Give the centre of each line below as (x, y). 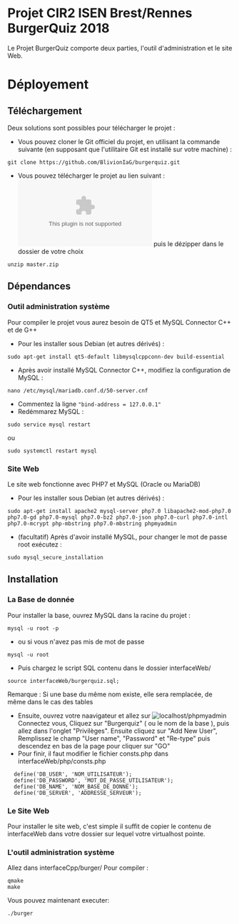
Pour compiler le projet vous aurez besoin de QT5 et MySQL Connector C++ (119, 322)
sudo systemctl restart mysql (52, 451)
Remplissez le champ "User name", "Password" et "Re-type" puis (114, 738)
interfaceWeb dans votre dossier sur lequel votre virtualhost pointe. (106, 833)
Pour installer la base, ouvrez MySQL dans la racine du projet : (99, 615)
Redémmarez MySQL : (51, 411)
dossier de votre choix (51, 251)
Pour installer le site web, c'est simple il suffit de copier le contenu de (110, 826)
